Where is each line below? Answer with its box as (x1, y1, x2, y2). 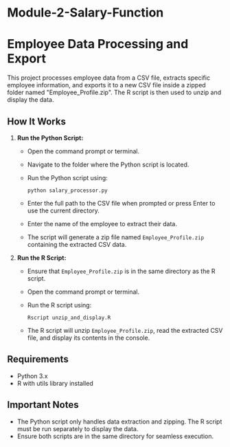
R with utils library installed (16, 379, 94, 387)
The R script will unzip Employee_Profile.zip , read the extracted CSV (27, 326, 223, 334)
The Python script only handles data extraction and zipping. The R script (16, 417, 222, 426)
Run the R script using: (27, 301, 92, 309)
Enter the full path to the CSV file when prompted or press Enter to (27, 199, 216, 207)
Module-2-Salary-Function (7, 5, 164, 21)
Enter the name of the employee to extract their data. (27, 219, 177, 228)
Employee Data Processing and (7, 36, 189, 52)
